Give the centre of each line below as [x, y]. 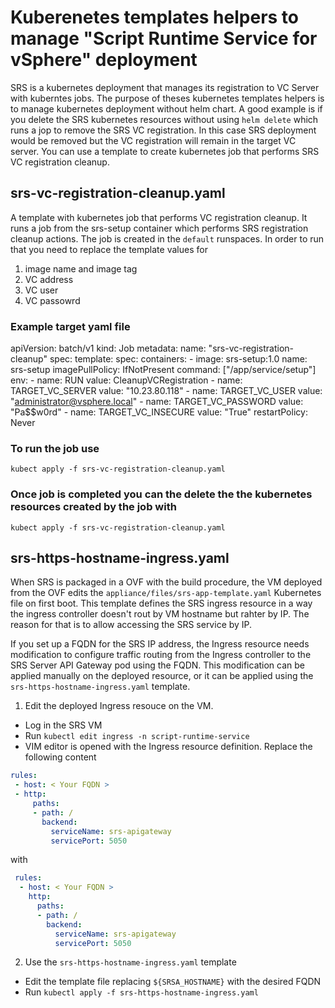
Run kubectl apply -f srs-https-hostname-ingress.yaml [141, 992]
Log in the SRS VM [63, 725]
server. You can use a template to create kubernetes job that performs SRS [165, 151]
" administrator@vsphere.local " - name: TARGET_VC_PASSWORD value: [157, 402]
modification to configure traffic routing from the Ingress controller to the [161, 655]
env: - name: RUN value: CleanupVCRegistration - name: [126, 380]
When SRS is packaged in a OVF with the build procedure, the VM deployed [166, 582]
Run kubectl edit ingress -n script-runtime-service [137, 736]
